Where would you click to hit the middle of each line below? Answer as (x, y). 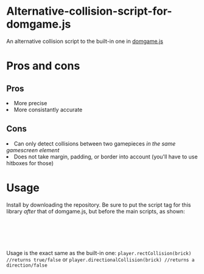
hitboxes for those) (30, 163)
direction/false (27, 265)
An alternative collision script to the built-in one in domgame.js (85, 41)
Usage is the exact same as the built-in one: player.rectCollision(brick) (99, 253)
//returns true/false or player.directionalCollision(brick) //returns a (100, 259)
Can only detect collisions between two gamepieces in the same (95, 143)
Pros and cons (43, 66)
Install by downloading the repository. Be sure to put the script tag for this (99, 205)
